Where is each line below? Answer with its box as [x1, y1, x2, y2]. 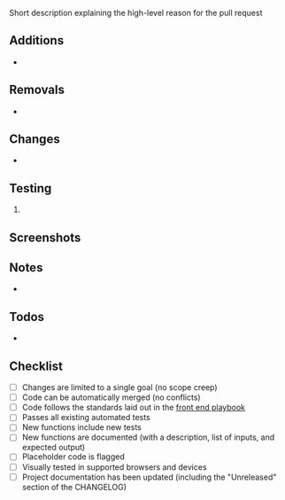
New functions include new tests [21, 422, 142, 433]
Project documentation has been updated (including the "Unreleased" [21, 472, 277, 482]
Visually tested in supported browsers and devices [21, 461, 207, 473]
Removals [9, 82, 65, 98]
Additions [9, 33, 65, 48]
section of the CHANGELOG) [21, 481, 127, 492]
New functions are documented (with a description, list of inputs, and [21, 432, 275, 442]
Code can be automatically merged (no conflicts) [21, 392, 201, 402]
